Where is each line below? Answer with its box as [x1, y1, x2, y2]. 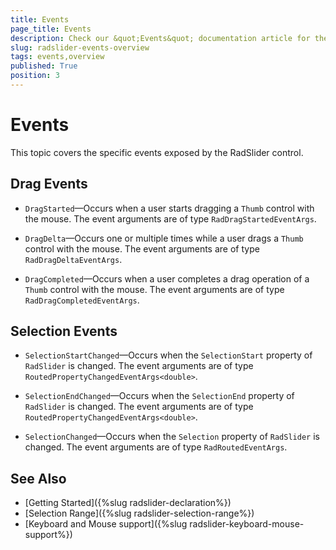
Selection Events [10, 323, 118, 340]
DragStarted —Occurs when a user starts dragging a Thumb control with [24, 202, 315, 214]
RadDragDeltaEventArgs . [24, 253, 123, 265]
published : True [10, 61, 78, 71]
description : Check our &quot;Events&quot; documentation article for [10, 33, 311, 43]
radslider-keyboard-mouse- [189, 518, 305, 530]
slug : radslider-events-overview [10, 42, 150, 53]
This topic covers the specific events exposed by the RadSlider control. [10, 146, 304, 158]
